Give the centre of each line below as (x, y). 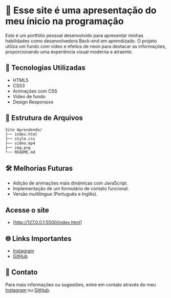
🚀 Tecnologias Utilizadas (45, 68)
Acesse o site (27, 210)
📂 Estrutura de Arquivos (44, 118)
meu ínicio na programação (65, 21)
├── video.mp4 (20, 143)
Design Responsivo (33, 102)
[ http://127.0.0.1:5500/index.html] (47, 222)
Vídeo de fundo (29, 96)
